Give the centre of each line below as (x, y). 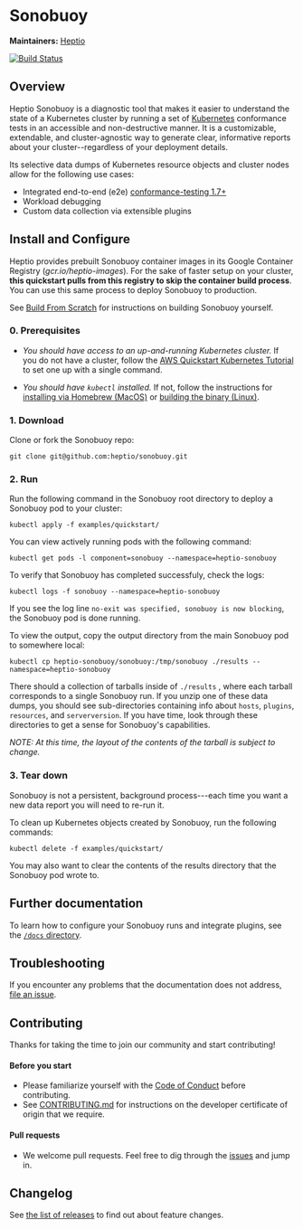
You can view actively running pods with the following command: (130, 542)
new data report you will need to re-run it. (87, 805)
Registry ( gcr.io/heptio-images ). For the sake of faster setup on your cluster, (151, 270)
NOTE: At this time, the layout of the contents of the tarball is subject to (142, 742)
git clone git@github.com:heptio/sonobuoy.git (99, 457)
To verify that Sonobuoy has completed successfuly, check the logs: (137, 575)
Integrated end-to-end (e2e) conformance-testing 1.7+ (124, 192)
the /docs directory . (46, 935)
